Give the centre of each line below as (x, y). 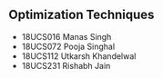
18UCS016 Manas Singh (66, 36)
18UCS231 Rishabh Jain (66, 65)
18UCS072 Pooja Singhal (68, 46)
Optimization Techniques (81, 15)
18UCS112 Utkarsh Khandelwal (79, 56)
